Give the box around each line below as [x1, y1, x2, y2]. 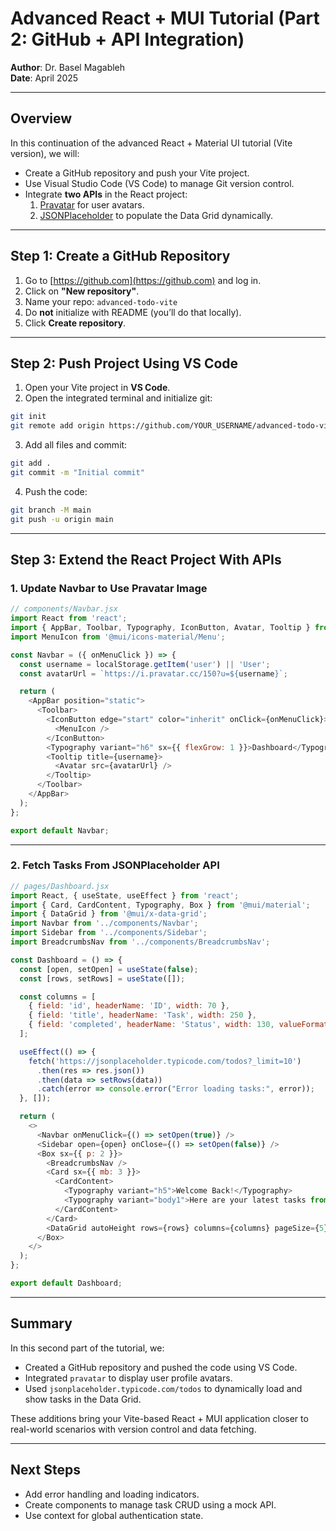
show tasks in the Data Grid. [24, 1393, 142, 1405]
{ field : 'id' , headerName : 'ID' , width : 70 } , [28, 1001, 230, 1011]
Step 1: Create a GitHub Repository [10, 248, 231, 265]
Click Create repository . [24, 317, 127, 329]
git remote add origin [10, 421, 105, 431]
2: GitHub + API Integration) [10, 28, 245, 51]
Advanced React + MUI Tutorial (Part [10, 7, 320, 30]
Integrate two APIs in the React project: [24, 188, 188, 200]
